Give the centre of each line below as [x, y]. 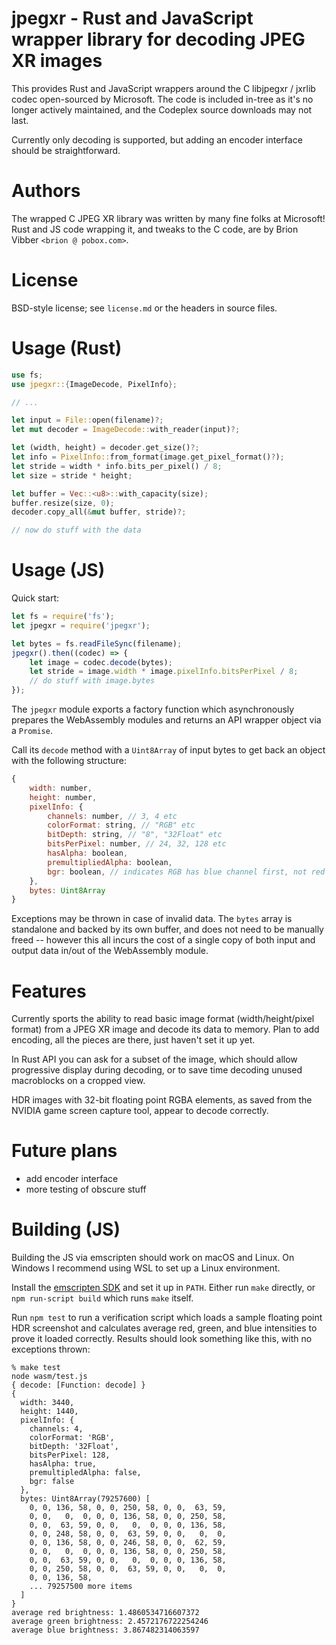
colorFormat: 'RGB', [72, 1438]
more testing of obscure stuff [86, 1189]
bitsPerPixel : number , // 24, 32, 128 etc [137, 844]
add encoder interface [72, 1179]
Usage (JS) [58, 570]
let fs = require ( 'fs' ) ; [63, 617]
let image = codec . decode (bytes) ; [101, 662]
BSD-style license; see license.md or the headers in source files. [144, 308]
